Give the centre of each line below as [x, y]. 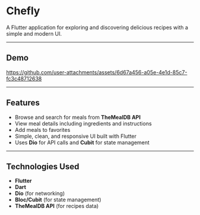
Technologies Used [43, 167]
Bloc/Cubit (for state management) [58, 200]
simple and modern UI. [34, 33]
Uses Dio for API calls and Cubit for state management [82, 142]
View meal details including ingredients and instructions [83, 124]
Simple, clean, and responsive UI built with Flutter [76, 136]
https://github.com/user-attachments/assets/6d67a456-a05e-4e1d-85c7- [97, 72]
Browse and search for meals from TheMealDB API [78, 117]
